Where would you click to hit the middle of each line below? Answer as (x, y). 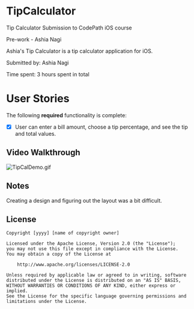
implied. (17, 291)
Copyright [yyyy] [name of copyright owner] (63, 233)
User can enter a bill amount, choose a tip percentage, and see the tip (101, 127)
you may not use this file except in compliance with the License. (92, 249)
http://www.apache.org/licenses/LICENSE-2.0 (74, 265)
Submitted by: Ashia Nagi (38, 63)
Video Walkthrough (43, 152)
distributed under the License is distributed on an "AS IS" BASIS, (94, 281)
